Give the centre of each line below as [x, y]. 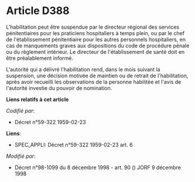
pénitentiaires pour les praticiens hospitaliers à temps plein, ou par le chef [95, 33]
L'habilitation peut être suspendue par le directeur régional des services [93, 27]
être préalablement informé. [40, 58]
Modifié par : [21, 156]
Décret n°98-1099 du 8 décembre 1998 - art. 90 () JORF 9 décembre [98, 167]
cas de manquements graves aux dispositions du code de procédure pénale [98, 46]
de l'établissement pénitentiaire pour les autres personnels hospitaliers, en [96, 39]
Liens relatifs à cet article [37, 99]
